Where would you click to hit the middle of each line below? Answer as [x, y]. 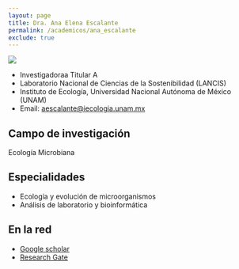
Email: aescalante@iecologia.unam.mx [82, 108]
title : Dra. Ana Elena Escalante [63, 23]
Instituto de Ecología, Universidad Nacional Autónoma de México [125, 92]
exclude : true [32, 38]
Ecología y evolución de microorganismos [88, 196]
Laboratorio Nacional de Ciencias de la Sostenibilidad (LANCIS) [123, 83]
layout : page [30, 15]
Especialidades [47, 178]
